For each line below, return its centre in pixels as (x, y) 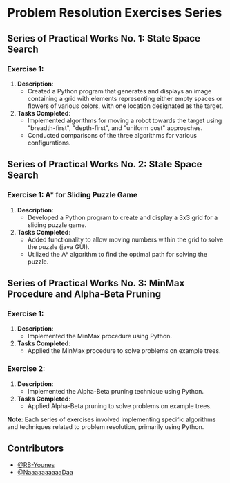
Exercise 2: (26, 369)
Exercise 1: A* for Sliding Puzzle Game (73, 195)
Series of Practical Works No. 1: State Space (104, 38)
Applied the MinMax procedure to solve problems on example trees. (124, 351)
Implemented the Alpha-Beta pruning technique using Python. (115, 391)
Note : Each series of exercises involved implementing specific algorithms (112, 419)
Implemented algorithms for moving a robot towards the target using (125, 120)
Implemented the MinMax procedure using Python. (100, 336)
